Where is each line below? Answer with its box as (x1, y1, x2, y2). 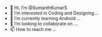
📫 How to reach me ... (9, 26, 56, 32)
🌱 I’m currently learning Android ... (9, 15, 81, 21)
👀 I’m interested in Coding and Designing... (9, 10, 98, 16)
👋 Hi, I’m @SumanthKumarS (9, 5, 67, 10)
